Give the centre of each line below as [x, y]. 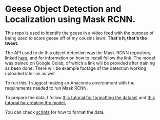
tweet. [12, 43]
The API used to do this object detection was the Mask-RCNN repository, [79, 53]
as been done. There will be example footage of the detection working [76, 68]
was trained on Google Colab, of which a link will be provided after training [80, 63]
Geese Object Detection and [63, 9]
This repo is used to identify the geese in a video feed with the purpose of [79, 33]
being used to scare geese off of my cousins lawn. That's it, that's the [76, 38]
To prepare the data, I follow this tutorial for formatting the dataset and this [80, 97]
